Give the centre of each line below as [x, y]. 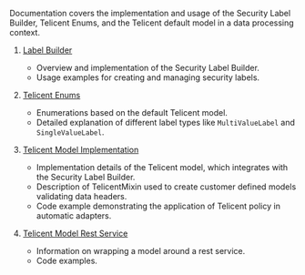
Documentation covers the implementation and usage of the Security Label [150, 13]
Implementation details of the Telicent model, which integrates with [162, 167]
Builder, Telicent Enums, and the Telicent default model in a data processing [152, 23]
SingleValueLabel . [70, 132]
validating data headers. [81, 196]
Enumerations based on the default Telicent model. [132, 112]
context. [25, 32]
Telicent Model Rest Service [75, 233]
